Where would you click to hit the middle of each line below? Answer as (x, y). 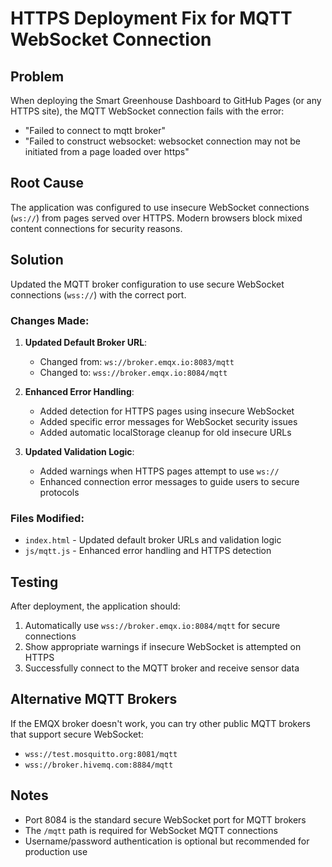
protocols (59, 492)
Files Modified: (47, 518)
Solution (37, 260)
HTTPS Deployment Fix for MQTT (151, 18)
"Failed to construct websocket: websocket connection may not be (162, 141)
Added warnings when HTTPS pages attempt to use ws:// (159, 471)
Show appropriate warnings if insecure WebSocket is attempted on (163, 647)
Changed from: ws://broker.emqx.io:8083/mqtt (137, 361)
